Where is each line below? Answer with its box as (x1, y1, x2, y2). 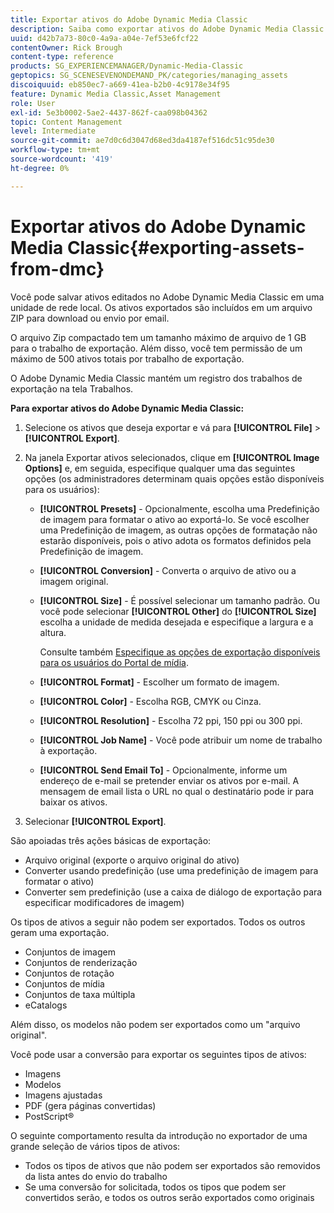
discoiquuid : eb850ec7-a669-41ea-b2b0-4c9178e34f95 (10, 80, 230, 90)
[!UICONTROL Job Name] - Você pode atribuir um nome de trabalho (39, 734, 323, 746)
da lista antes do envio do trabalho (24, 1170, 168, 1182)
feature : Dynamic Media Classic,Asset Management (10, 89, 222, 99)
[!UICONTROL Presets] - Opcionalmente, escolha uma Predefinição (39, 502, 320, 515)
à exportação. (39, 744, 98, 756)
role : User (10, 98, 56, 108)
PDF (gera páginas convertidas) (24, 1099, 157, 1111)
